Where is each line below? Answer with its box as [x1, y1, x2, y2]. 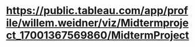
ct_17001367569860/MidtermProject [6, 29, 189, 42]
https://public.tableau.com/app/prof [6, 4, 189, 17]
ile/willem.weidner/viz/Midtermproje [6, 16, 189, 30]
